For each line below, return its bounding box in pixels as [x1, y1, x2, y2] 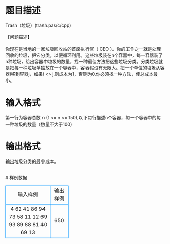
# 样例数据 [5, 174, 27, 180]
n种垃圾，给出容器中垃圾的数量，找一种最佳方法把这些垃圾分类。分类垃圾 [5, 58, 159, 64]
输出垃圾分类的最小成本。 [5, 158, 59, 165]
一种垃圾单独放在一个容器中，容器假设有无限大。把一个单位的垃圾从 [18, 64, 160, 71]
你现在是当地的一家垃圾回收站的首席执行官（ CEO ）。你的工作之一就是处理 [5, 46, 161, 52]
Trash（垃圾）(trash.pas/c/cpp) [5, 22, 71, 28]
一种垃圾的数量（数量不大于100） [5, 121, 75, 127]
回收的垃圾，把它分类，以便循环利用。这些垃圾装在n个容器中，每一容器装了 [5, 52, 163, 58]
